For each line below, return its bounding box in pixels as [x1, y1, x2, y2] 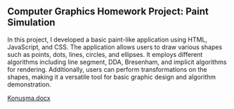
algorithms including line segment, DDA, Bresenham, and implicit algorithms [7, 58, 227, 66]
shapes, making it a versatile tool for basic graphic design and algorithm [7, 72, 216, 81]
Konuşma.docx [7, 94, 51, 102]
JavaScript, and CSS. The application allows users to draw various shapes [7, 42, 223, 51]
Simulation [7, 17, 56, 29]
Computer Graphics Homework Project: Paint [7, 6, 209, 18]
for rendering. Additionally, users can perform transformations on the [7, 65, 207, 73]
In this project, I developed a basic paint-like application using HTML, [7, 35, 208, 44]
